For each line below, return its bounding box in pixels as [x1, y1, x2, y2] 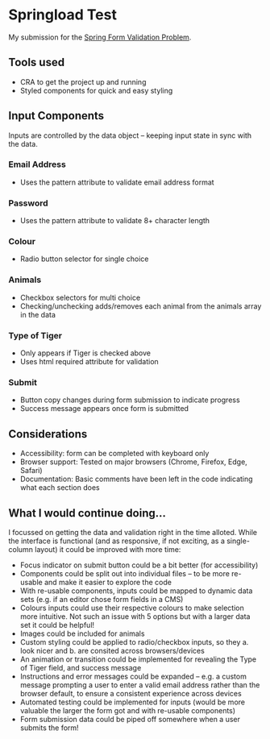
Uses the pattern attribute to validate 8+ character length [19, 216, 210, 226]
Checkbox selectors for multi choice [19, 293, 141, 302]
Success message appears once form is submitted [19, 404, 189, 413]
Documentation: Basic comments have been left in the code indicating [19, 474, 253, 484]
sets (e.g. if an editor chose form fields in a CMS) [19, 594, 184, 604]
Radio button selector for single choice [19, 254, 149, 264]
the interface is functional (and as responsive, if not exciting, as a [8, 536, 226, 546]
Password [8, 197, 48, 209]
